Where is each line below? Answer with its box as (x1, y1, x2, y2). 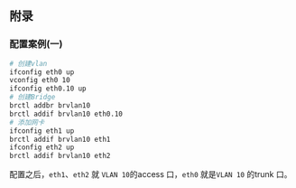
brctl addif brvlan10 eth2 (9, 152, 111, 161)
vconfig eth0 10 (9, 76, 70, 85)
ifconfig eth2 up (9, 143, 75, 152)
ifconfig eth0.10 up (9, 84, 88, 93)
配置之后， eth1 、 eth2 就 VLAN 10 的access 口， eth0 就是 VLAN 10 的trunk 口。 (9, 169, 292, 180)
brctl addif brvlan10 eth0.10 (9, 109, 124, 118)
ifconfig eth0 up (9, 67, 75, 77)
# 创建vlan (9, 59, 48, 68)
